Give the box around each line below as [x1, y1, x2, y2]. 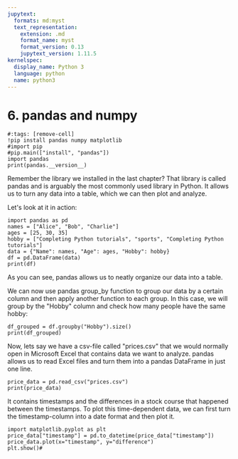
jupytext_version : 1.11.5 [20, 51, 97, 58]
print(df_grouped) [7, 329, 62, 337]
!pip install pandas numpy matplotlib [7, 137, 122, 144]
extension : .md [20, 30, 65, 38]
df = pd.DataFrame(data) [7, 254, 81, 262]
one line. [7, 364, 33, 374]
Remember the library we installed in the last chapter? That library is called [7, 174, 226, 183]
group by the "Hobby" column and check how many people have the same [7, 302, 226, 310]
